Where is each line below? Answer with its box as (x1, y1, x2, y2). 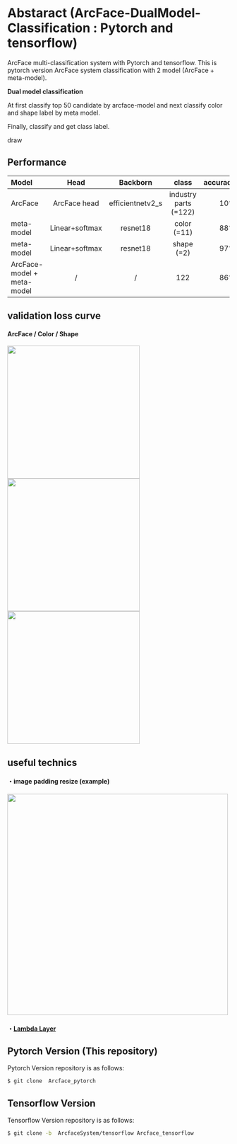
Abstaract (7, 5, 67, 21)
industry (169, 189, 197, 199)
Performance (7, 156, 67, 168)
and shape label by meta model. (7, 108, 100, 117)
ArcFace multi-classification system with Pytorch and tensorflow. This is (7, 58, 217, 67)
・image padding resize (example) (7, 777, 110, 786)
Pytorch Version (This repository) (7, 1045, 158, 1057)
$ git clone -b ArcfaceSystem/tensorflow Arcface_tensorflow (7, 1130, 194, 1137)
